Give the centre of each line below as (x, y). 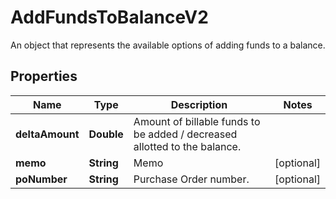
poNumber (41, 179)
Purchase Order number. (191, 179)
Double (106, 134)
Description (199, 104)
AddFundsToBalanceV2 (109, 17)
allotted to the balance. (187, 146)
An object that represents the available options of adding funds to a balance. (168, 45)
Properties (44, 76)
